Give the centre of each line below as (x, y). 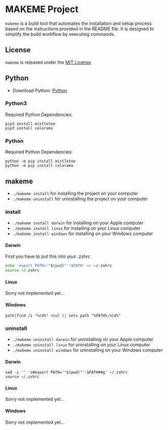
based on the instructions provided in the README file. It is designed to (80, 28)
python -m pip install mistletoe (40, 161)
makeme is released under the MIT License (48, 62)
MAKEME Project (42, 9)
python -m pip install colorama (39, 166)
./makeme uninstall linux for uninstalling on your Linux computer (81, 344)
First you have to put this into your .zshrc (48, 256)
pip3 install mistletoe (30, 124)
